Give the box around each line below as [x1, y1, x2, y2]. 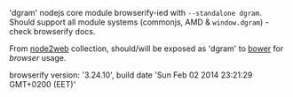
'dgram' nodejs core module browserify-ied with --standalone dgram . [9, 8, 262, 18]
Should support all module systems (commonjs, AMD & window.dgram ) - [9, 17, 269, 27]
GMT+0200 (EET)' [9, 79, 76, 89]
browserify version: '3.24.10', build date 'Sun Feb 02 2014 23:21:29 [9, 70, 253, 80]
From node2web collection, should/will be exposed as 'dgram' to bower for [9, 43, 284, 54]
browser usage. [9, 53, 67, 63]
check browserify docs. [9, 26, 96, 36]
